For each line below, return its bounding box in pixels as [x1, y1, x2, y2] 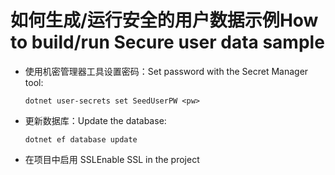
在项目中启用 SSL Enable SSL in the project [24, 153, 200, 165]
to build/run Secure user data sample [10, 31, 325, 54]
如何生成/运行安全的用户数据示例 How [10, 9, 319, 32]
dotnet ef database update [24, 134, 138, 145]
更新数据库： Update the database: [24, 114, 167, 126]
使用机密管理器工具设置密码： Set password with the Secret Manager [24, 65, 309, 77]
